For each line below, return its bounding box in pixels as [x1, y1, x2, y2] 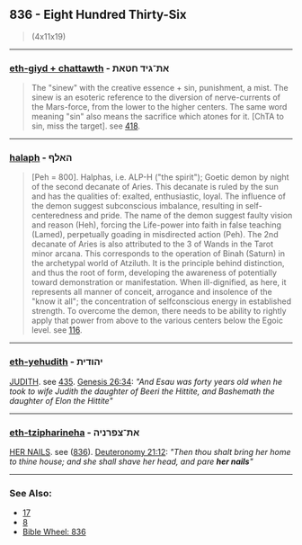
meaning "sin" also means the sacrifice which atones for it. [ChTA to [31, 112, 285, 122]
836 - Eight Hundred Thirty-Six [9, 7, 187, 22]
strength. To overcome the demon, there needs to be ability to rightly [31, 306, 287, 317]
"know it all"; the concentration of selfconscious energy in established [31, 296, 292, 307]
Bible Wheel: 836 [22, 526, 87, 538]
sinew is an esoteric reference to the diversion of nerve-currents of [31, 92, 281, 103]
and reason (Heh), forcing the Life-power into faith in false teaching [31, 219, 281, 230]
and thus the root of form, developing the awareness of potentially [31, 267, 277, 278]
